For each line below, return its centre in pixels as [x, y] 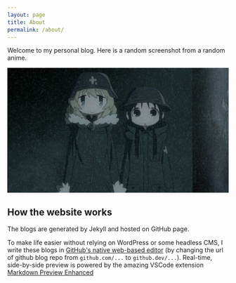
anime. [17, 58]
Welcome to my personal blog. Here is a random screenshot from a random [116, 51]
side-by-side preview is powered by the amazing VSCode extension [106, 265]
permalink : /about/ [36, 29]
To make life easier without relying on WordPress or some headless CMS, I [115, 243]
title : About [26, 22]
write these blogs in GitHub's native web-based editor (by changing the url [115, 250]
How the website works [60, 212]
